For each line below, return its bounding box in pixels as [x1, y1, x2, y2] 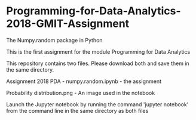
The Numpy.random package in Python [6, 36, 103, 44]
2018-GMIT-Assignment [6, 17, 130, 30]
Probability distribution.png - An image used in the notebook [6, 89, 155, 96]
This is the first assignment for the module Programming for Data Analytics [6, 48, 191, 55]
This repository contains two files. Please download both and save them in [6, 60, 189, 67]
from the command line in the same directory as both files [6, 107, 149, 114]
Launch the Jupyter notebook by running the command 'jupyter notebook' [6, 100, 189, 108]
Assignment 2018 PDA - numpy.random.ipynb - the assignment [6, 78, 162, 85]
